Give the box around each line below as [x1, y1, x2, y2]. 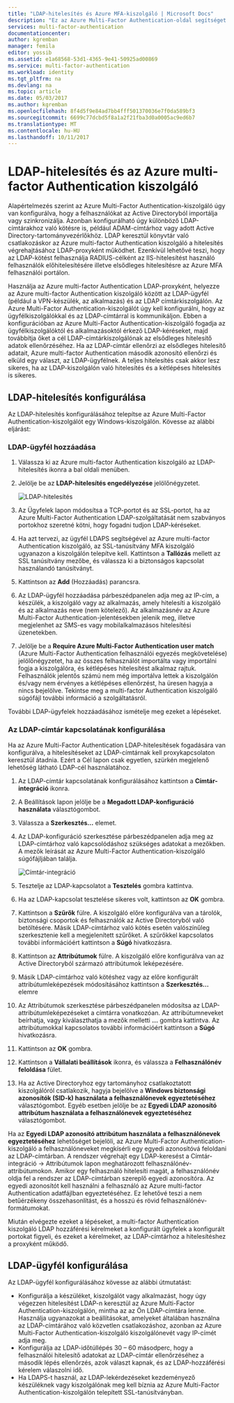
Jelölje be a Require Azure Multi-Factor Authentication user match [17, 642, 214, 650]
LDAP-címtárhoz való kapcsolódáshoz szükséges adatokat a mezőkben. [17, 839, 226, 848]
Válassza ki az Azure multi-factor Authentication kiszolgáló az [17, 458, 196, 467]
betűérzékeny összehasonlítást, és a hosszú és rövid [8, 1196, 159, 1205]
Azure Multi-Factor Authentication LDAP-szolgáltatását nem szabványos [17, 514, 226, 522]
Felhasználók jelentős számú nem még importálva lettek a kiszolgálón [17, 671, 219, 680]
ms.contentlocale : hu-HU [8, 127, 80, 134]
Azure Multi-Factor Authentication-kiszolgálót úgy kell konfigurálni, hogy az [8, 305, 225, 313]
